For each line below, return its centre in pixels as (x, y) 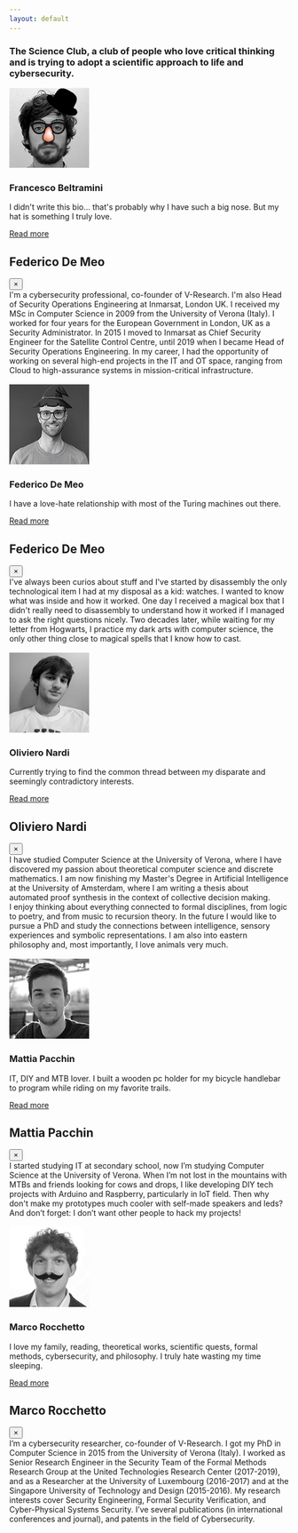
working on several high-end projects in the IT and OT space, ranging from (146, 361)
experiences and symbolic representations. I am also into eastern (129, 935)
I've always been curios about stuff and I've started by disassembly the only (148, 582)
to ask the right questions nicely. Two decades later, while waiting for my (142, 620)
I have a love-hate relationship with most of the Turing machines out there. (145, 504)
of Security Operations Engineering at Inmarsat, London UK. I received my (145, 304)
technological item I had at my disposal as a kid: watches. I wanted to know (147, 592)
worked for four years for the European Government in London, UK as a (140, 323)
